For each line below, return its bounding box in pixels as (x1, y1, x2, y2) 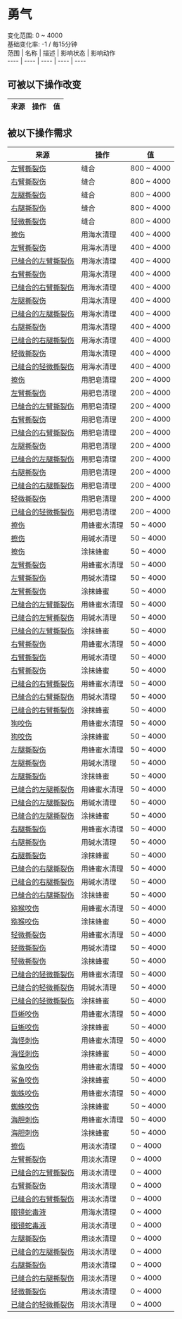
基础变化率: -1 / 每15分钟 (7, 39, 78, 48)
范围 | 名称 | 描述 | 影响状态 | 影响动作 (7, 49, 116, 57)
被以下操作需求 (7, 128, 72, 140)
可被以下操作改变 (7, 79, 82, 91)
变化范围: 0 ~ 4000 (7, 31, 63, 39)
